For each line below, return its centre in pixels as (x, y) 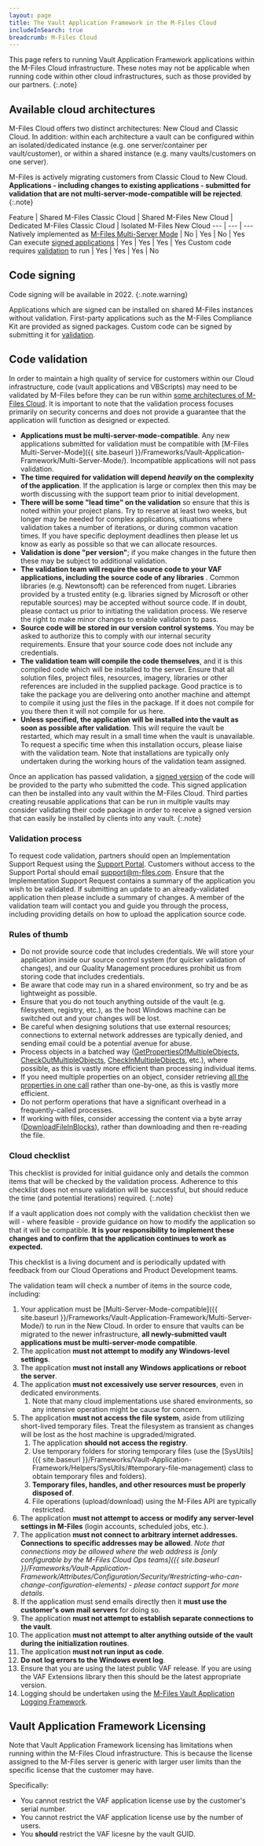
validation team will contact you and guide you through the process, (119, 906)
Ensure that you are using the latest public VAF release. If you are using (136, 1668)
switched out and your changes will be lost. (91, 1018)
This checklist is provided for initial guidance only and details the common (129, 1173)
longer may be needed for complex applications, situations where (126, 519)
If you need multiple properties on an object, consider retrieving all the (134, 1077)
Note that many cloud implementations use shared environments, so (143, 1401)
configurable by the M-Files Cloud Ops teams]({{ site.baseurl (119, 1559)
